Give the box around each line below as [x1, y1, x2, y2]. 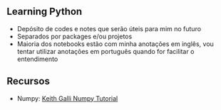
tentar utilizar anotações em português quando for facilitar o [16, 47, 195, 55]
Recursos [6, 75, 51, 87]
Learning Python [6, 6, 83, 18]
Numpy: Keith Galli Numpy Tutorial [16, 94, 118, 102]
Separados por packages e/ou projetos [16, 32, 133, 40]
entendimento [16, 55, 58, 63]
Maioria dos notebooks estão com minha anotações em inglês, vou [16, 39, 215, 48]
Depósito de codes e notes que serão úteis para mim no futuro [16, 24, 201, 33]
